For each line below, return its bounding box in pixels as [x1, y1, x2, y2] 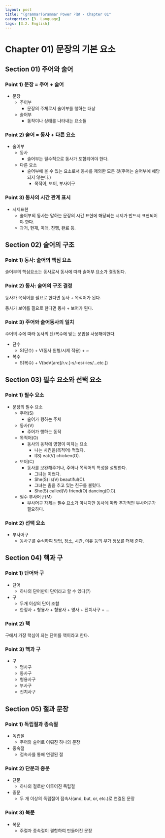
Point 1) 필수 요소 [5, 392, 44, 399]
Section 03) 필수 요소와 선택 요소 [5, 376, 102, 384]
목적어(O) [19, 435, 38, 440]
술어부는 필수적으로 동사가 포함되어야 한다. [27, 156, 109, 162]
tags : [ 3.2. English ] [5, 21, 50, 26]
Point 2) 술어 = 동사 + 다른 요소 [5, 131, 75, 138]
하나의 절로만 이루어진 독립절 [19, 783, 75, 789]
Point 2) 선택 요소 [5, 519, 45, 526]
